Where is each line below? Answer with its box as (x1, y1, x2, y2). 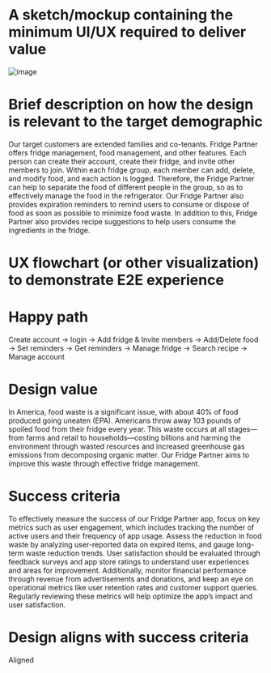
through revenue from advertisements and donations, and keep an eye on (8, 573, 254, 584)
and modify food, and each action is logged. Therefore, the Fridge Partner (8, 173, 255, 183)
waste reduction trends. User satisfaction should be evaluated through (25, 548, 260, 558)
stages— (227, 424, 258, 434)
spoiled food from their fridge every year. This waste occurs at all (8, 424, 227, 434)
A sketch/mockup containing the (8, 6, 233, 24)
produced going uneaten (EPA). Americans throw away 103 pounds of (8, 415, 241, 425)
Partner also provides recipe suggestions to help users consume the (8, 216, 236, 226)
